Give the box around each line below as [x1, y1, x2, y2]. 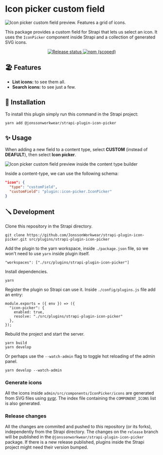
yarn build [5, 340, 27, 345]
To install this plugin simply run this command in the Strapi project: [5, 111, 139, 117]
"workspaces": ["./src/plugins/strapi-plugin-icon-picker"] [5, 260, 130, 265]
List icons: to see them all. [12, 79, 66, 85]
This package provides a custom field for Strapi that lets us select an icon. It [5, 29, 158, 35]
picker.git [5, 237, 27, 242]
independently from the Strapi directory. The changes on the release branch [5, 429, 159, 435]
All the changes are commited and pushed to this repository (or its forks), [5, 424, 152, 430]
